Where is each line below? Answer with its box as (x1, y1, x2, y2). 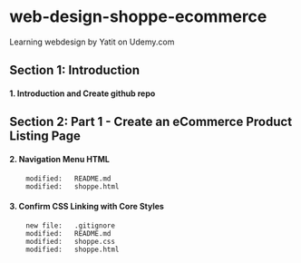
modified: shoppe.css (25, 237, 116, 246)
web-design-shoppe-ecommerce (9, 6, 267, 27)
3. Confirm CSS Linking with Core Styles (9, 201, 165, 212)
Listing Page (9, 129, 82, 144)
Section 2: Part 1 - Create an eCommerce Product (9, 114, 293, 130)
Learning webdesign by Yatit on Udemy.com (9, 36, 175, 47)
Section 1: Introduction (9, 63, 141, 78)
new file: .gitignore (25, 220, 116, 230)
